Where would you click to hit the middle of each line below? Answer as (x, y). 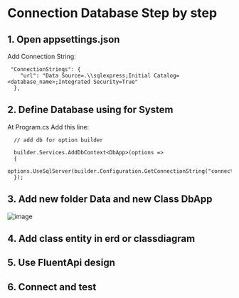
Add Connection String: (42, 56)
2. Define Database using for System (90, 110)
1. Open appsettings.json (64, 39)
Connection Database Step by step (112, 13)
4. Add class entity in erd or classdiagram (101, 239)
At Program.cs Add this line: (48, 127)
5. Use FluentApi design (62, 263)
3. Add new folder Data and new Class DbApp (110, 199)
